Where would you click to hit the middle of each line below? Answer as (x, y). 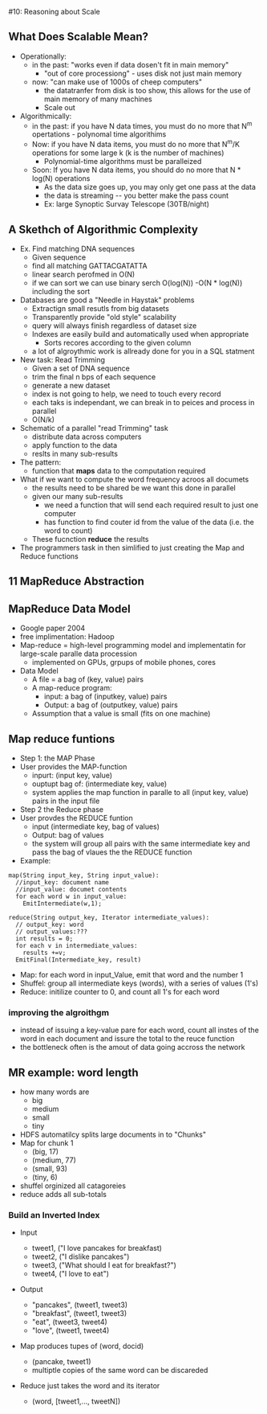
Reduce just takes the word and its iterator (90, 1386)
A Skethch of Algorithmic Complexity (103, 230)
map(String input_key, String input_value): (84, 875)
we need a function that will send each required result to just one (151, 505)
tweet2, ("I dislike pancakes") (81, 1256)
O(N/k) (43, 419)
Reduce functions (49, 556)
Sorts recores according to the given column (117, 342)
